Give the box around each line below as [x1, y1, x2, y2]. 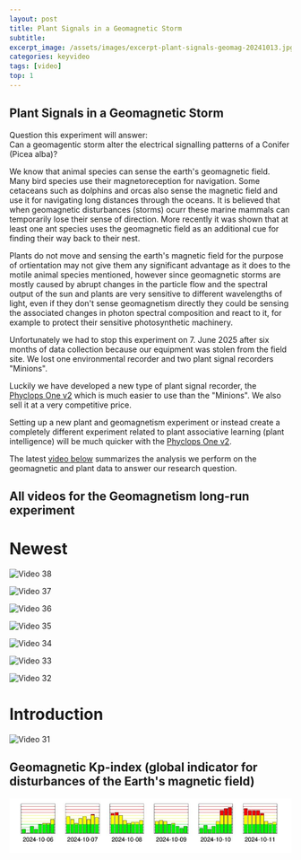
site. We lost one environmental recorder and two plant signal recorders [9, 353, 274, 364]
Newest [9, 539, 68, 559]
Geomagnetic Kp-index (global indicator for [9, 759, 258, 776]
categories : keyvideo [9, 52, 90, 62]
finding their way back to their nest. [9, 233, 141, 243]
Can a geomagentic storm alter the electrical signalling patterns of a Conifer [9, 139, 289, 150]
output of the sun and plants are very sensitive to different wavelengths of [9, 288, 283, 299]
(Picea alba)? [9, 148, 58, 159]
